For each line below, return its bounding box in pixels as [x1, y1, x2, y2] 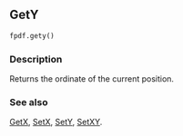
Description [9, 53, 63, 65]
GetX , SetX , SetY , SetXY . [9, 117, 103, 128]
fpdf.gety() [9, 31, 55, 40]
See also [9, 95, 48, 108]
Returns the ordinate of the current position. [9, 73, 175, 84]
